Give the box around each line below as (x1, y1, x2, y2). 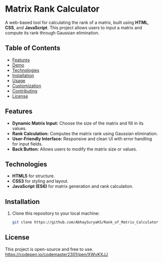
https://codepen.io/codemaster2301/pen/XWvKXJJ (5, 251, 109, 257)
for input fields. (12, 141, 43, 147)
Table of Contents (5, 44, 61, 52)
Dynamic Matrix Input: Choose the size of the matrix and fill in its (12, 120, 144, 126)
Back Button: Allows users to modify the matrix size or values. (12, 146, 137, 152)
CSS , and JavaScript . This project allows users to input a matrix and (5, 24, 143, 30)
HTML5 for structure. (12, 173, 55, 179)
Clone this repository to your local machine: (12, 210, 100, 216)
